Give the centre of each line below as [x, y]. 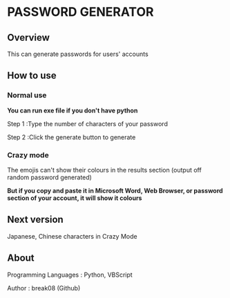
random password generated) [49, 177]
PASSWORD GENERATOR [80, 12]
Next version [35, 220]
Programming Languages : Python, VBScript [70, 275]
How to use [32, 76]
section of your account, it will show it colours [75, 198]
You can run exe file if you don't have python [73, 110]
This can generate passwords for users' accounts [78, 54]
